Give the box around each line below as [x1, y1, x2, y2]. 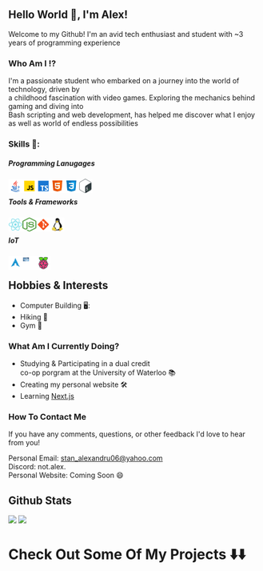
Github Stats [8, 493, 72, 507]
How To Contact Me [8, 411, 86, 422]
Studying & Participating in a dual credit [19, 359, 150, 368]
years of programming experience [8, 38, 121, 47]
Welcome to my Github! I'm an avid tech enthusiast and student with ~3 [8, 29, 244, 38]
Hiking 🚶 [19, 312, 48, 321]
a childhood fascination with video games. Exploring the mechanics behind [8, 93, 256, 103]
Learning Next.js [19, 392, 74, 401]
